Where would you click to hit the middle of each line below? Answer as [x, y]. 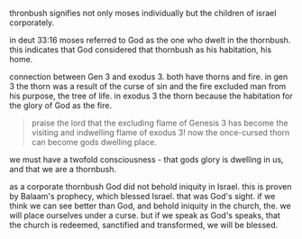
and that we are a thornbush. [63, 169]
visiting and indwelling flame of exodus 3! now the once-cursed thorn [160, 133]
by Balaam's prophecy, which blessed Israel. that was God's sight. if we [142, 196]
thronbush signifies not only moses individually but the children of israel [143, 13]
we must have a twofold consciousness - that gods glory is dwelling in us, [146, 160]
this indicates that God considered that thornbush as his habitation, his [141, 50]
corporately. [32, 23]
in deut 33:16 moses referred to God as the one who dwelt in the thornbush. [150, 40]
